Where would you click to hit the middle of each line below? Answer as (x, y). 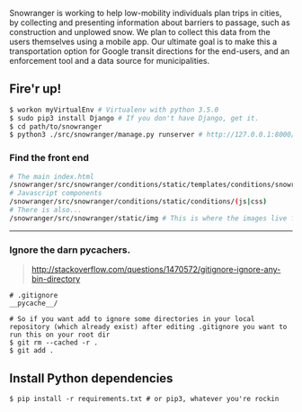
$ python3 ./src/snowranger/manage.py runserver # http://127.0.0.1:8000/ (152, 135)
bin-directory (56, 279)
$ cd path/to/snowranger (56, 126)
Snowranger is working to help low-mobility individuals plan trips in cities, (146, 13)
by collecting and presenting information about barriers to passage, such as (150, 22)
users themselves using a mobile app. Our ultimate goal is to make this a (143, 41)
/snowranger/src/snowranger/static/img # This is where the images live (148, 218)
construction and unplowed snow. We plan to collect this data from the (140, 32)
